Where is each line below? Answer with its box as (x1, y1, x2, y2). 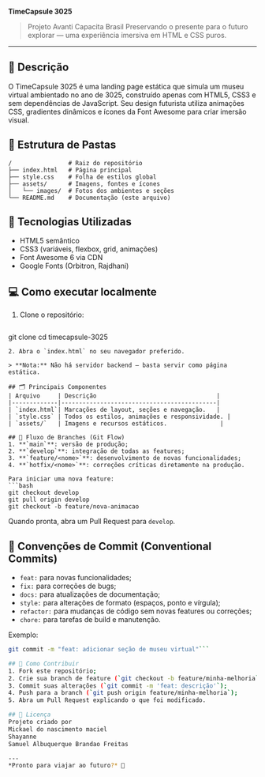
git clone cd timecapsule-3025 (8, 332, 108, 342)
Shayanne (8, 733, 37, 741)
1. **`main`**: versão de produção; (8, 440, 129, 449)
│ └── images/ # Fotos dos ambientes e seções (8, 187, 175, 194)
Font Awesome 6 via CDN (19, 253, 103, 262)
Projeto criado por (8, 719, 73, 726)
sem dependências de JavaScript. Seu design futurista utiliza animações (8, 98, 244, 107)
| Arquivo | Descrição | (8, 392, 221, 400)
